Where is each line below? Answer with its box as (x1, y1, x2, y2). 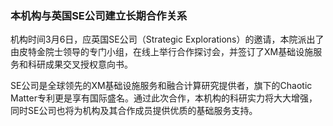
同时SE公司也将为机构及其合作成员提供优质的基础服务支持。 (10, 105, 258, 117)
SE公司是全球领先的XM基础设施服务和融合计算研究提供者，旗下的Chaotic (10, 80, 313, 92)
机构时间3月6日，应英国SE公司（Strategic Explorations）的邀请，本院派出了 (10, 33, 325, 46)
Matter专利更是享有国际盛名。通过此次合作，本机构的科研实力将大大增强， (10, 92, 318, 104)
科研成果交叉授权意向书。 (27, 58, 133, 71)
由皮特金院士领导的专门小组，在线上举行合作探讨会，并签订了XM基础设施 (10, 46, 314, 58)
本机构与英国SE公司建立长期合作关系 (10, 8, 188, 22)
